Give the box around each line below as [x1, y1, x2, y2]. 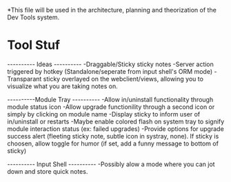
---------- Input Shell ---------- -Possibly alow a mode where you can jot [7, 160, 215, 168]
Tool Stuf [7, 37, 61, 53]
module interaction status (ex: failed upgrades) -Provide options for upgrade [7, 124, 224, 133]
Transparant [7, 74, 42, 83]
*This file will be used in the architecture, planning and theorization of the [7, 6, 217, 14]
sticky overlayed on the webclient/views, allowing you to [43, 74, 203, 83]
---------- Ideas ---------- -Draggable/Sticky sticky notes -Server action [7, 60, 214, 68]
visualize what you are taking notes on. [7, 82, 119, 90]
